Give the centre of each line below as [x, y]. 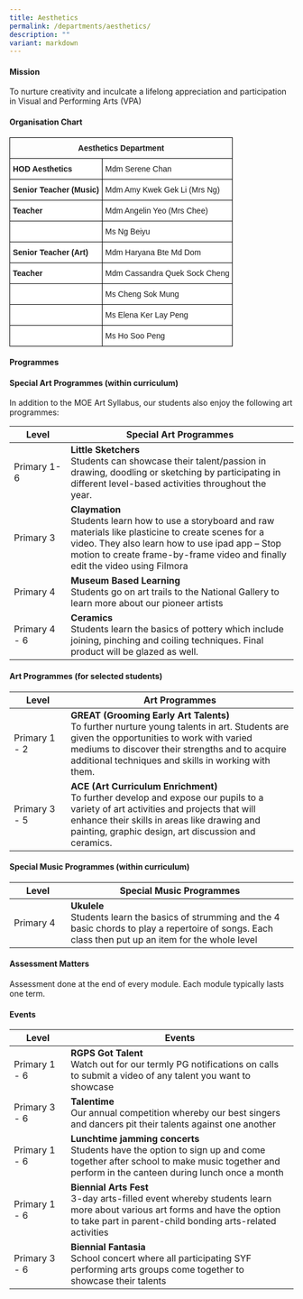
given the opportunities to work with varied [161, 738]
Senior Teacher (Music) [56, 189]
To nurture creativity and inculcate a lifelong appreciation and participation [148, 92]
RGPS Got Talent [107, 1054]
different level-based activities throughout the [169, 484]
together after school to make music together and [176, 1162]
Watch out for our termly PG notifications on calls [175, 1064]
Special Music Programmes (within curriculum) [100, 867]
